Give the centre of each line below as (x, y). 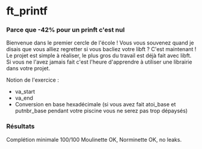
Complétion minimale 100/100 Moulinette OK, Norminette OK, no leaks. (94, 139)
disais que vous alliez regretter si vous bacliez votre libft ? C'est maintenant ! (101, 49)
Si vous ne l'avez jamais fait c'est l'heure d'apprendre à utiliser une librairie (99, 62)
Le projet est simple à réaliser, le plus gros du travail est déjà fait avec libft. (99, 56)
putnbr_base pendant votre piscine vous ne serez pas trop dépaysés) (101, 111)
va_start (25, 92)
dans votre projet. (28, 68)
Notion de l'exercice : (33, 80)
